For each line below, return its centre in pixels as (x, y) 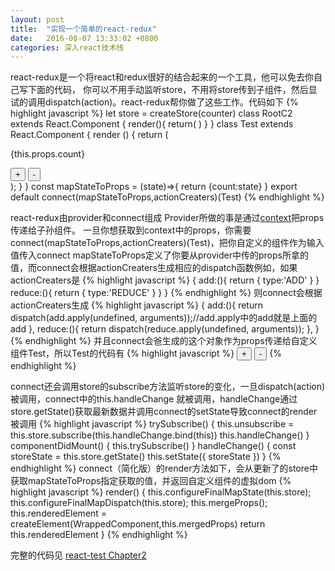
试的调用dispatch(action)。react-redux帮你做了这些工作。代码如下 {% (154, 102)
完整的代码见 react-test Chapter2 (78, 555)
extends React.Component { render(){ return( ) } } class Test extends (152, 124)
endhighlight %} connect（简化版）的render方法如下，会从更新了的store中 (164, 468)
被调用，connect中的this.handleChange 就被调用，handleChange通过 (154, 399)
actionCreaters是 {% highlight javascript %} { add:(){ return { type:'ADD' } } (165, 280)
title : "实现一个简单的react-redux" (83, 29)
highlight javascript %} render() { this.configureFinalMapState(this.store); (161, 492)
